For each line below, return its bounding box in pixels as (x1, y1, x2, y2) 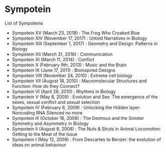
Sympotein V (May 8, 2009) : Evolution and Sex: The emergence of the (11, 94, 158, 100)
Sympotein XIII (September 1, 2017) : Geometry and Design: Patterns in (11, 40, 158, 46)
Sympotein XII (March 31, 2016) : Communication (11, 51, 113, 57)
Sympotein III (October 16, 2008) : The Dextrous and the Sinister (11, 115, 144, 121)
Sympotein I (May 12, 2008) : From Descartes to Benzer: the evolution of (11, 136, 161, 142)
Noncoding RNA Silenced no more (11, 109, 83, 116)
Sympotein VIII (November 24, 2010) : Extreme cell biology (11, 72, 133, 78)
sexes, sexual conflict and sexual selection (11, 99, 100, 105)
